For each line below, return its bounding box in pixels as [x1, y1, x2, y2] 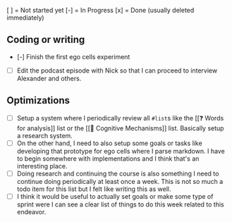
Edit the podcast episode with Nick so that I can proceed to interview [16, 66, 218, 75]
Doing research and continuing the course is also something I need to [16, 169, 219, 178]
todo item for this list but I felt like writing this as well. [16, 185, 171, 193]
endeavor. [16, 207, 47, 216]
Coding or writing [6, 34, 85, 46]
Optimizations [6, 94, 70, 106]
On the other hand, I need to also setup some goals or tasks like [16, 139, 202, 147]
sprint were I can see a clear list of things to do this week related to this [16, 200, 224, 209]
